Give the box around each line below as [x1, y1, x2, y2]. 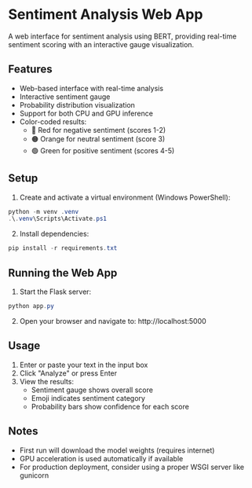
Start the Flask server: [19, 287, 92, 296]
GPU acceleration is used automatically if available [19, 453, 184, 463]
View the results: [19, 376, 75, 386]
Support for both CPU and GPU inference [19, 108, 153, 118]
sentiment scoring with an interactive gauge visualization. [8, 39, 195, 49]
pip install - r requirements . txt [8, 244, 118, 252]
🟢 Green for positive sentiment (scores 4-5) [31, 145, 175, 155]
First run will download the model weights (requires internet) [19, 446, 215, 455]
